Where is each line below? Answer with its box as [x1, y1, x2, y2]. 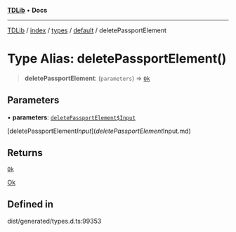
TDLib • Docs [7, 6, 48, 14]
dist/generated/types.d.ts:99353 [7, 217, 102, 226]
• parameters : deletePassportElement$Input [7, 112, 136, 122]
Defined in [7, 198, 54, 210]
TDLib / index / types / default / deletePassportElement [7, 26, 167, 34]
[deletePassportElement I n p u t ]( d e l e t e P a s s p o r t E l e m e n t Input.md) [7, 127, 191, 135]
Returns [7, 147, 44, 159]
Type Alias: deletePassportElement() [7, 51, 227, 67]
